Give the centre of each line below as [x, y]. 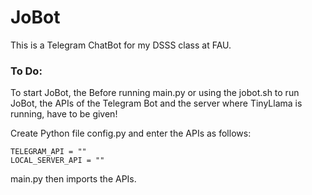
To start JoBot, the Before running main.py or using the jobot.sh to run [155, 93]
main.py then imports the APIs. [73, 179]
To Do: [26, 71]
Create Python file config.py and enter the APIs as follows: [131, 133]
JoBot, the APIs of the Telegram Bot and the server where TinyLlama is [156, 103]
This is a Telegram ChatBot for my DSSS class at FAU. [121, 45]
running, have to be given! [64, 114]
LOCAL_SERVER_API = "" [57, 161]
